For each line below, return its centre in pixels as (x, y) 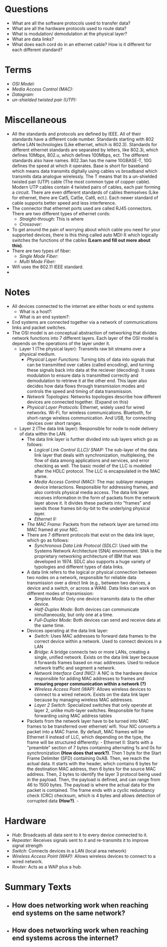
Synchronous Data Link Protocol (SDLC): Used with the (91, 545)
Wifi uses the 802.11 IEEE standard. (48, 267)
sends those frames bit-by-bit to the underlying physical (92, 508)
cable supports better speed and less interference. (64, 203)
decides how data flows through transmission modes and (86, 386)
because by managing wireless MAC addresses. (83, 700)
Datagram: (23, 94)
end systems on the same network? (69, 913)
